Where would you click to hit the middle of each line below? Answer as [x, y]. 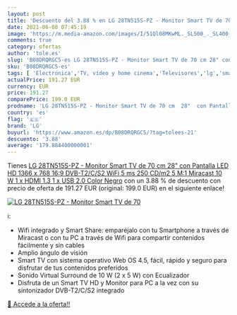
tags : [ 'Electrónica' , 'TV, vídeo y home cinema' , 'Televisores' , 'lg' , [113, 73]
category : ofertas [34, 47]
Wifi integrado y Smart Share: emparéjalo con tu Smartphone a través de [123, 230]
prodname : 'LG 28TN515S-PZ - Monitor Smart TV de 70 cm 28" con [107, 106]
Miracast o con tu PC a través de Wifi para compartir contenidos [111, 238]
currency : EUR [28, 86]
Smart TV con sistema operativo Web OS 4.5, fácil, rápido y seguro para [122, 260]
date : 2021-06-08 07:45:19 [47, 27]
